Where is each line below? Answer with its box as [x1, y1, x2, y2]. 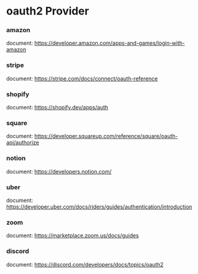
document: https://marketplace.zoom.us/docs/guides [6, 232, 139, 240]
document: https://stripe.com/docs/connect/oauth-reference [6, 74, 158, 82]
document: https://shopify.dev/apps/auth [6, 104, 109, 111]
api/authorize [6, 139, 39, 146]
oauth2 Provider [6, 4, 89, 18]
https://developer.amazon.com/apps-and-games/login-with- [34, 39, 185, 47]
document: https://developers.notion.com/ [6, 168, 112, 175]
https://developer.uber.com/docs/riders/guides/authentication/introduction [6, 203, 193, 210]
